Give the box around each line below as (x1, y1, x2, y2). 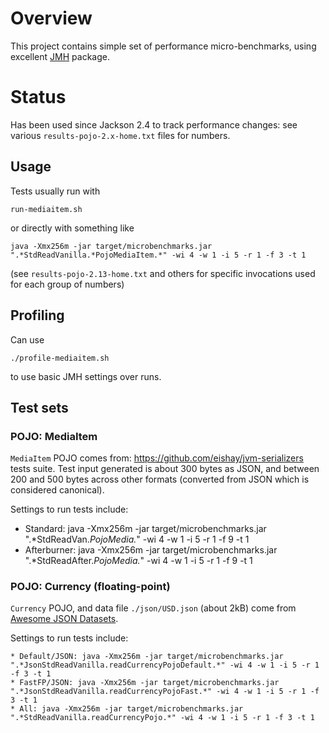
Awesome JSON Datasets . (10, 613, 119, 625)
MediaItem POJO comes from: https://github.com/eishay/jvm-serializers (10, 452, 304, 464)
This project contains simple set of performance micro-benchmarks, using (10, 40, 317, 52)
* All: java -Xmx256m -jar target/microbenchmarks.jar (10, 704, 244, 714)
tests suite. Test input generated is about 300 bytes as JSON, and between (10, 463, 320, 475)
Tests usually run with (10, 185, 101, 197)
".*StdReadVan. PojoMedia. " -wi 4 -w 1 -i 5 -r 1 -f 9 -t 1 (24, 533, 250, 546)
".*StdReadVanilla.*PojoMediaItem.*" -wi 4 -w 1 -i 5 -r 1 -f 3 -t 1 (10, 250, 307, 260)
